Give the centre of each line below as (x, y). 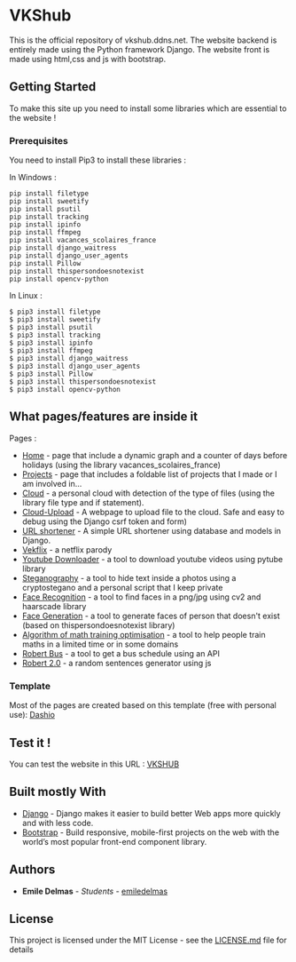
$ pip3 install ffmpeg (51, 351)
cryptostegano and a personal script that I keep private (122, 587)
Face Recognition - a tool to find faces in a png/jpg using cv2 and (141, 597)
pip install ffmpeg (45, 233)
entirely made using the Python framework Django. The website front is (140, 49)
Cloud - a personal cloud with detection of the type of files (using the (148, 493)
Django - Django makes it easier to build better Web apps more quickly (151, 813)
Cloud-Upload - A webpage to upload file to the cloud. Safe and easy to (153, 512)
